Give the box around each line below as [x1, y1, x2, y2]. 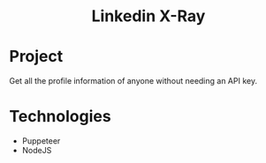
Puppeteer [21, 136, 61, 146]
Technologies [9, 107, 112, 127]
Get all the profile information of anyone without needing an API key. [9, 76, 258, 86]
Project [9, 47, 64, 67]
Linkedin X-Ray [91, 6, 206, 26]
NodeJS [21, 145, 52, 156]
